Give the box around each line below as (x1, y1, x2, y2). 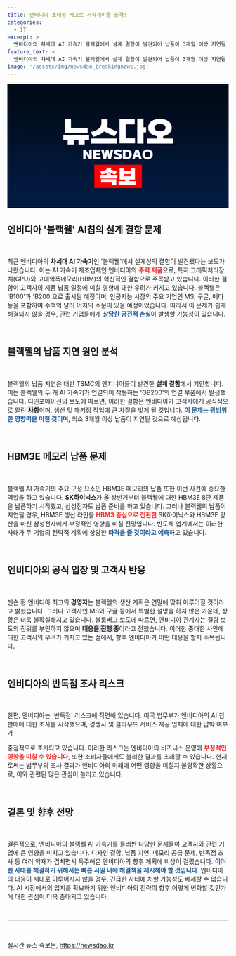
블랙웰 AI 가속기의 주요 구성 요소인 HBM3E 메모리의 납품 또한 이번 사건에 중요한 (7, 484, 226, 493)
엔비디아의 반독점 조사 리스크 (7, 677, 125, 689)
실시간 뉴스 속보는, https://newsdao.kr (7, 941, 114, 950)
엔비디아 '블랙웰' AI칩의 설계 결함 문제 (7, 223, 162, 235)
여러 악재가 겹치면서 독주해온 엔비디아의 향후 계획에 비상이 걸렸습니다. (22, 857, 214, 866)
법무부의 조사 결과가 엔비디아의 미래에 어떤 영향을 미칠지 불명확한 (25, 762, 204, 770)
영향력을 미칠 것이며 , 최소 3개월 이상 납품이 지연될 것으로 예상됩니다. (14, 414, 202, 423)
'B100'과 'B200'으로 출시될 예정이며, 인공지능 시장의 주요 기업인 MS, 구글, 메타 (7, 292, 224, 301)
